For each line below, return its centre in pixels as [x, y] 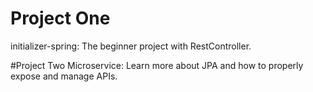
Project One [60, 18]
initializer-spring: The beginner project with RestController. [131, 46]
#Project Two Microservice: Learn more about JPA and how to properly [157, 65]
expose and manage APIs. [64, 76]
